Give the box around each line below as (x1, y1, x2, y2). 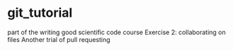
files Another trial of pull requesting (7, 35, 111, 43)
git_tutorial (7, 5, 73, 21)
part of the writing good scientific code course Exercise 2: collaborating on (7, 28, 227, 36)
